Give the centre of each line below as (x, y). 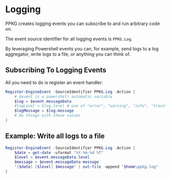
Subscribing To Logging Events (56, 70)
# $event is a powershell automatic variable (64, 96)
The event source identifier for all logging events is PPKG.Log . (69, 39)
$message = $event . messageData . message (57, 162)
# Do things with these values (48, 116)
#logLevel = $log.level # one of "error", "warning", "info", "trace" (91, 106)
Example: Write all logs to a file (55, 136)
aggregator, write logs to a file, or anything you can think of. (68, 54)
